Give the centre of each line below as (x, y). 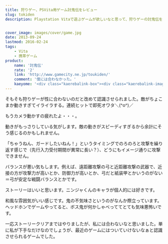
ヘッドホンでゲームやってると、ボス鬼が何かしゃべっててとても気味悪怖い (81, 207)
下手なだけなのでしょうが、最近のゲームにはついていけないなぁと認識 (90, 230)
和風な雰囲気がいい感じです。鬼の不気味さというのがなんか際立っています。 (83, 200)
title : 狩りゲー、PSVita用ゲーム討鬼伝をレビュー (51, 10)
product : (14, 61)
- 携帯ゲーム (26, 56)
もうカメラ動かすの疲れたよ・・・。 (42, 115)
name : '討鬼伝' (29, 65)
